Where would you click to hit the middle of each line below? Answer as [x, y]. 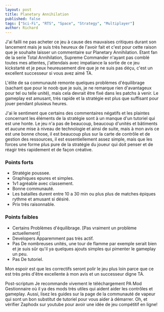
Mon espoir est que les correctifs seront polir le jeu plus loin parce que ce [80, 269]
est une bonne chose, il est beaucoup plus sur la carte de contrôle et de [78, 134]
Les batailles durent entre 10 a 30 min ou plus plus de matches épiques [84, 194]
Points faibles [22, 217]
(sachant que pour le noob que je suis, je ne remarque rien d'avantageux [78, 88]
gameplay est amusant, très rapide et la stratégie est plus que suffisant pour [82, 98]
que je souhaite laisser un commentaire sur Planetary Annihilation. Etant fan [81, 53]
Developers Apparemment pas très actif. [53, 238]
